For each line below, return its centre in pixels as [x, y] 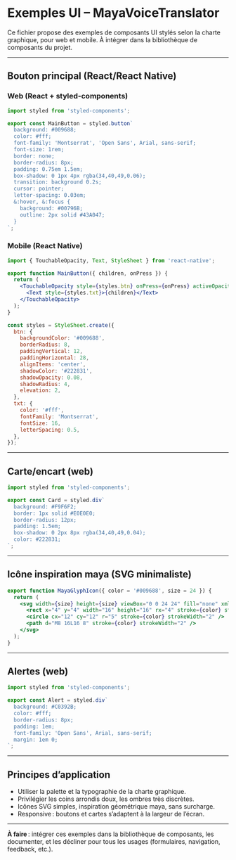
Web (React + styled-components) [68, 96]
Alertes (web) [38, 672]
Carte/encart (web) [50, 471]
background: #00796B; [51, 208]
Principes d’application [59, 775]
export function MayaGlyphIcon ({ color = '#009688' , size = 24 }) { [110, 591]
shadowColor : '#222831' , [56, 371]
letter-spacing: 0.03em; [50, 195]
